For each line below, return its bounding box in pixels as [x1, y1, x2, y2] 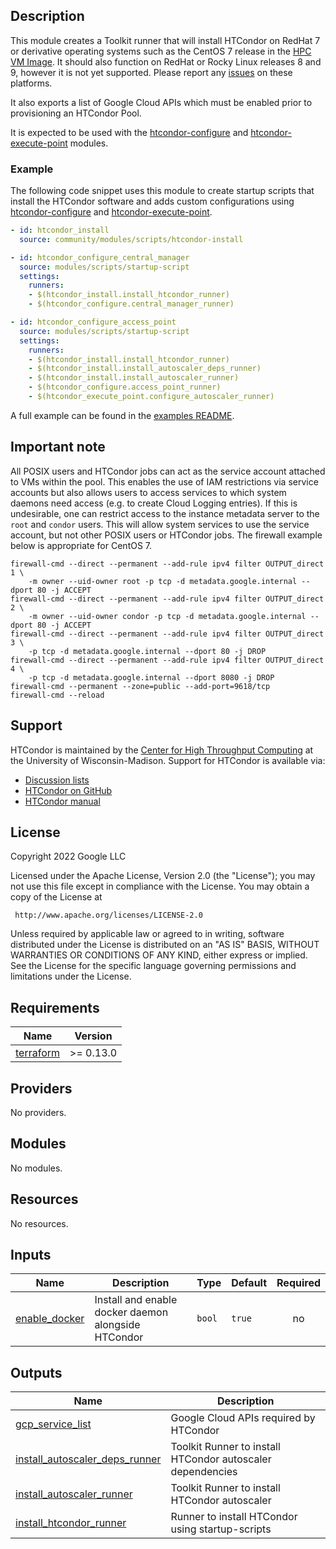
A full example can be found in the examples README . [10, 409, 235, 421]
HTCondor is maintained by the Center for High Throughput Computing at [10, 744, 314, 756]
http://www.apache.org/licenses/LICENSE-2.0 [14, 910, 203, 921]
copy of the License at [10, 891, 103, 903]
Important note [10, 439, 106, 456]
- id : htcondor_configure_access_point [10, 317, 177, 328]
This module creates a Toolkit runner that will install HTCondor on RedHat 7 [10, 34, 321, 46]
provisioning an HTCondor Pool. [10, 107, 142, 119]
